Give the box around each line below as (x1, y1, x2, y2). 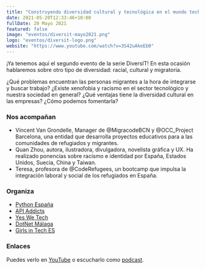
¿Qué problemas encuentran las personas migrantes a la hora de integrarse (6, 77, 196, 85)
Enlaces (6, 242, 31, 251)
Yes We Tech (15, 214, 49, 221)
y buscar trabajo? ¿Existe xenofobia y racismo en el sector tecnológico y (6, 84, 189, 91)
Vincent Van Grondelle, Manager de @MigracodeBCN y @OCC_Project (15, 126, 193, 134)
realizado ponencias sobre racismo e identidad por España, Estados (15, 152, 187, 160)
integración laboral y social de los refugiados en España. (15, 172, 158, 179)
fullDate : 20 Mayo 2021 (6, 20, 67, 26)
